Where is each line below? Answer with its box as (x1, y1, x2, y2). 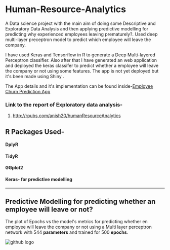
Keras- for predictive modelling (5, 176, 72, 182)
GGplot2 (5, 165, 24, 171)
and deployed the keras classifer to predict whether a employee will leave (5, 62, 159, 68)
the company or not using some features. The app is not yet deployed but (5, 67, 159, 74)
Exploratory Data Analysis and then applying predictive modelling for (5, 25, 148, 31)
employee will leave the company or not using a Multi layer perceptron (5, 224, 152, 230)
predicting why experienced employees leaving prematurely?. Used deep (5, 31, 158, 37)
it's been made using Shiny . (5, 73, 64, 79)
